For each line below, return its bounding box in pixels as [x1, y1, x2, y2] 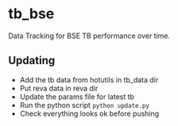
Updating [8, 54, 56, 67]
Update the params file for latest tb [19, 92, 135, 101]
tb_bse [8, 5, 55, 23]
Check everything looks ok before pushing [19, 109, 160, 118]
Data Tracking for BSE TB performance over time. [8, 31, 171, 40]
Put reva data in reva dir [19, 83, 99, 93]
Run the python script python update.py [19, 100, 149, 109]
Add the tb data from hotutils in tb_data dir [19, 74, 159, 84]
